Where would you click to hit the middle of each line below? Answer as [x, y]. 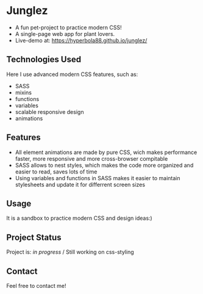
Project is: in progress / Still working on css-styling [70, 252]
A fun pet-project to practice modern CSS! [68, 27]
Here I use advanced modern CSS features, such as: [72, 74]
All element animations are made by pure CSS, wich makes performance [106, 152]
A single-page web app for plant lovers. [65, 33]
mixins [23, 93]
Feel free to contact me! [36, 286]
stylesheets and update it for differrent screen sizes [80, 184]
